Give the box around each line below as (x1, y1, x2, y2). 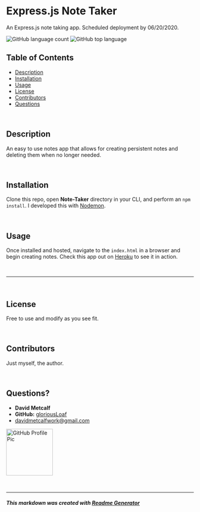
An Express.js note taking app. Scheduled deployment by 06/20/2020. (6, 24, 179, 31)
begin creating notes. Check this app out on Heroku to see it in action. (6, 253, 178, 260)
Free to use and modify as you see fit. (6, 315, 99, 322)
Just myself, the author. (6, 359, 64, 367)
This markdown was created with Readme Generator (6, 499, 140, 507)
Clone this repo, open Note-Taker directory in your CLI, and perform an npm (6, 196, 191, 203)
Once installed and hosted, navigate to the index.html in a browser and (6, 247, 180, 254)
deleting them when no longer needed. (6, 151, 101, 159)
